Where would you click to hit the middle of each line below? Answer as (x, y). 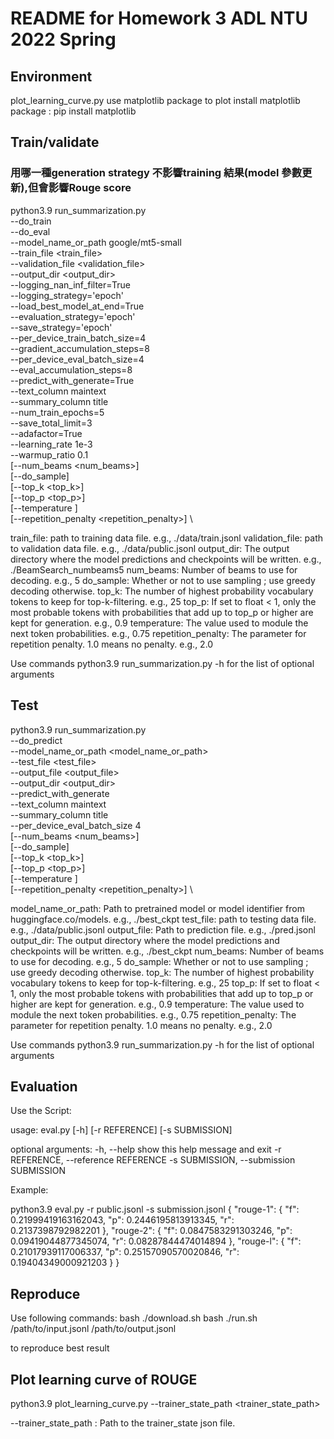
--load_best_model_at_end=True (77, 306)
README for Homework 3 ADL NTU (159, 18)
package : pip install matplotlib (73, 111)
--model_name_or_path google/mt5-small (96, 242)
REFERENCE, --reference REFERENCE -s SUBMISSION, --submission (153, 1160)
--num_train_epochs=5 (57, 412)
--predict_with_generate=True (72, 380)
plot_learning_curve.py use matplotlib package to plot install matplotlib (155, 100)
